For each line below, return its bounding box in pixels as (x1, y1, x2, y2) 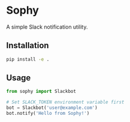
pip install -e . (6, 56, 50, 62)
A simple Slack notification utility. (6, 23, 88, 30)
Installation (6, 40, 49, 51)
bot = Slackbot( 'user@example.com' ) (6, 105, 98, 111)
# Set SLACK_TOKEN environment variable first (6, 99, 125, 105)
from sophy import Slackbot (6, 89, 77, 95)
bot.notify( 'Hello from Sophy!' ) (6, 111, 90, 117)
